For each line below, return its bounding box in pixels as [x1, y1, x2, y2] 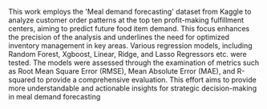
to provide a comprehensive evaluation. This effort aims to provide [37, 75, 257, 84]
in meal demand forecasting [8, 92, 101, 101]
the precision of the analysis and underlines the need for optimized [8, 32, 230, 42]
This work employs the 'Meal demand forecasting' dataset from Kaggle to [8, 7, 252, 16]
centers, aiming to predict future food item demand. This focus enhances [8, 24, 250, 33]
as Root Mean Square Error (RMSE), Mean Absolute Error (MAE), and [8, 67, 236, 75]
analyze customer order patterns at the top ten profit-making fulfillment [8, 15, 245, 25]
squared [8, 75, 36, 84]
